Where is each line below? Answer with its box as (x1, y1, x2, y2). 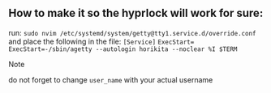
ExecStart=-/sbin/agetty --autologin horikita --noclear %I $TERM (8, 44, 238, 53)
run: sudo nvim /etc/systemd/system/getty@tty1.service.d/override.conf (8, 27, 256, 37)
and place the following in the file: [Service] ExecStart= (8, 36, 195, 46)
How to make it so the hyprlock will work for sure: (8, 6, 264, 20)
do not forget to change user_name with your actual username (8, 74, 213, 84)
